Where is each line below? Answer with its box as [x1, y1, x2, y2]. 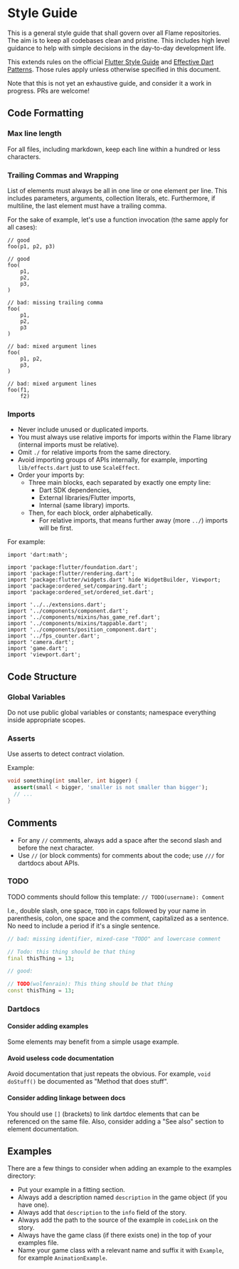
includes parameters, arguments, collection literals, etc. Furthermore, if [7, 194, 216, 202]
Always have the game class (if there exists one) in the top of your [17, 1231, 212, 1240]
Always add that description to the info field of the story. [17, 1208, 187, 1217]
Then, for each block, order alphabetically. [28, 508, 153, 518]
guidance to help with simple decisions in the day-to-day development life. [7, 43, 226, 52]
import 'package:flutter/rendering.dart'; [7, 570, 135, 577]
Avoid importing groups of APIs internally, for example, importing [17, 456, 208, 464]
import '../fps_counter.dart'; [7, 632, 100, 639]
